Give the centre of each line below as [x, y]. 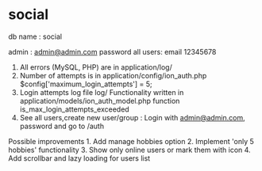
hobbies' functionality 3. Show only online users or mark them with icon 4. [130, 150]
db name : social [35, 36]
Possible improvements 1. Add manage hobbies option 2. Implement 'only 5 [131, 141]
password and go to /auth [62, 126]
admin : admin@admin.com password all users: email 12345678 [112, 51]
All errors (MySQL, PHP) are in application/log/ [96, 67]
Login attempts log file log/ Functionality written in [102, 92]
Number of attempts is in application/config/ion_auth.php [113, 75]
